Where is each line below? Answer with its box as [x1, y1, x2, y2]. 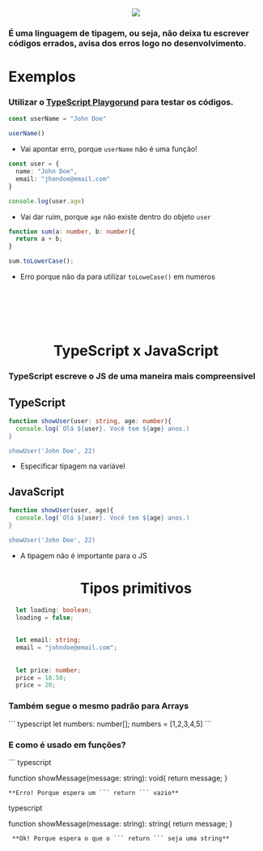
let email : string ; [15, 636, 82, 644]
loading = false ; [15, 614, 74, 622]
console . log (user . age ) [8, 197, 85, 205]
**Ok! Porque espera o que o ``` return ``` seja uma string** [11, 834, 230, 842]
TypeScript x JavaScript [53, 342, 219, 360]
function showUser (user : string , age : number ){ [8, 417, 172, 425]
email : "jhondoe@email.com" [15, 174, 111, 183]
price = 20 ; [15, 681, 57, 690]
